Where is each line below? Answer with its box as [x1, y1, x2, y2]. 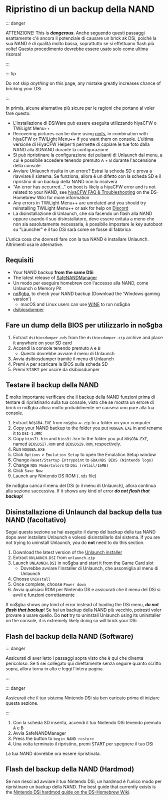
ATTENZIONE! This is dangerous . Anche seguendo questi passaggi [5, 30, 145, 36]
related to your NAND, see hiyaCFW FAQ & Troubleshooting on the [12, 189, 149, 195]
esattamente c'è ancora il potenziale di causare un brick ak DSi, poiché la [5, 35, 157, 41]
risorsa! [5, 51, 21, 57]
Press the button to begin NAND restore [12, 735, 94, 741]
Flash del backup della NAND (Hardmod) [5, 765, 134, 773]
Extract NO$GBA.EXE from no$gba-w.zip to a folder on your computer [12, 420, 151, 426]
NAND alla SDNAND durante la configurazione [12, 146, 109, 152]
